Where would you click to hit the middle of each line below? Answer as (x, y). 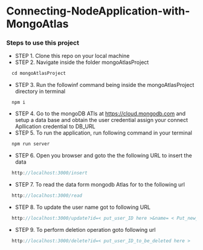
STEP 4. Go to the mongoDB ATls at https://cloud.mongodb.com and (100, 114)
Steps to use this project (43, 43)
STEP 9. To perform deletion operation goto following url (85, 229)
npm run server (31, 144)
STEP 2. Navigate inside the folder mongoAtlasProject (82, 62)
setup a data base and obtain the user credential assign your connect (101, 120)
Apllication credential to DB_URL (55, 127)
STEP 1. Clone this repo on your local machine (72, 56)
